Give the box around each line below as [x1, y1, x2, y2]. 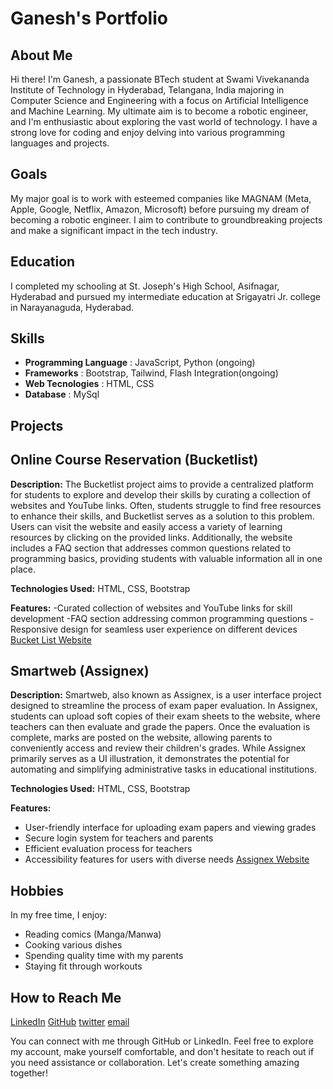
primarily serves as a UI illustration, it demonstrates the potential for [10, 753, 290, 765]
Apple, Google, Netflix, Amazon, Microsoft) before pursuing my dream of [10, 203, 310, 215]
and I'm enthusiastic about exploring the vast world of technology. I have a [10, 116, 318, 127]
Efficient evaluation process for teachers [24, 843, 193, 855]
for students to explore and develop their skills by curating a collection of [10, 488, 312, 501]
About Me [10, 47, 73, 64]
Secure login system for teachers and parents [24, 832, 214, 844]
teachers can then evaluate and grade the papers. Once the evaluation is [10, 721, 311, 733]
